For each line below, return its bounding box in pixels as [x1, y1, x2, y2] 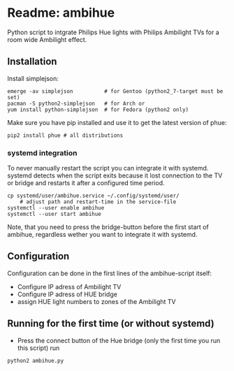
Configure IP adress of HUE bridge [17, 290, 117, 298]
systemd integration [7, 148, 78, 158]
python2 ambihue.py [7, 357, 64, 364]
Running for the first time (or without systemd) [7, 318, 214, 330]
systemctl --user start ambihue [7, 211, 101, 218]
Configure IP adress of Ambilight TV [17, 282, 122, 291]
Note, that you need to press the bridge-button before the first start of [7, 223, 210, 231]
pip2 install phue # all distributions [7, 131, 124, 139]
